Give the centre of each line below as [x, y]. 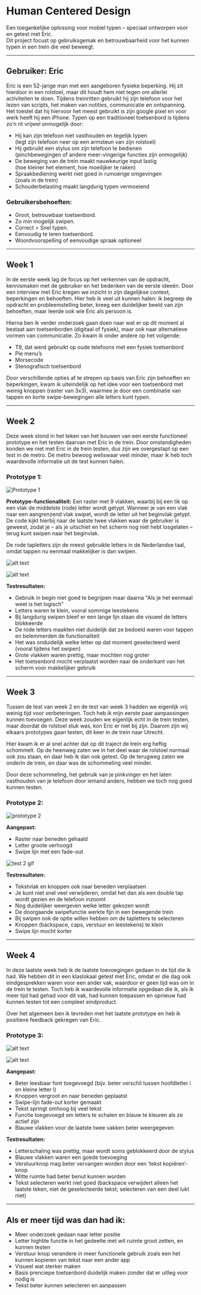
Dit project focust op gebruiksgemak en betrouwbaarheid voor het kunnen [98, 40]
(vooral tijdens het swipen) [48, 648]
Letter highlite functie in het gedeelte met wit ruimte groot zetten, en [99, 1241]
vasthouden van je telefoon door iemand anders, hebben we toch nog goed [99, 781]
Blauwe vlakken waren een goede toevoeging [71, 1157]
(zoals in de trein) [36, 180]
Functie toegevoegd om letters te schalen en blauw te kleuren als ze [99, 1115]
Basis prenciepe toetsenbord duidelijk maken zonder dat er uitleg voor [101, 1273]
